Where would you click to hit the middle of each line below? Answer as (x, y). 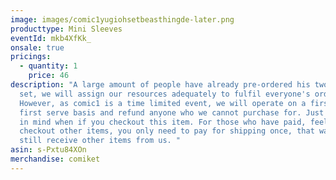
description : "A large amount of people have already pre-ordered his (160, 85)
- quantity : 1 (48, 66)
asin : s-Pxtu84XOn (48, 150)
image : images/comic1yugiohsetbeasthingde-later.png (122, 19)
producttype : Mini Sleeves (66, 29)
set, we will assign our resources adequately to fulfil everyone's (165, 94)
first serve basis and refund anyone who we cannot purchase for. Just (172, 112)
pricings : (31, 57)
